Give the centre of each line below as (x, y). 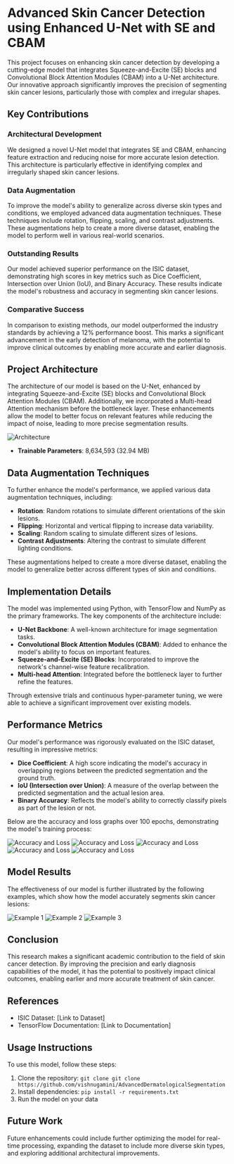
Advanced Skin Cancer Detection (106, 13)
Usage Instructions (50, 1048)
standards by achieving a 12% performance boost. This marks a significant (116, 332)
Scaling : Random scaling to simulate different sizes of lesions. (108, 533)
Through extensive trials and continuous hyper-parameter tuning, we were (115, 695)
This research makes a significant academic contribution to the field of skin (116, 957)
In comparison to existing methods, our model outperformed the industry (113, 325)
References (33, 1001)
